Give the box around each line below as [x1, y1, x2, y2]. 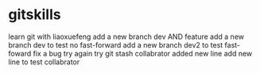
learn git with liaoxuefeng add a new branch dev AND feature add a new [8, 32, 245, 41]
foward [8, 48, 32, 58]
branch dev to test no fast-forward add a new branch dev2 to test [8, 40, 223, 49]
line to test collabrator [8, 57, 80, 67]
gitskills [8, 6, 61, 24]
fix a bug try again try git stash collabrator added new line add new [33, 48, 253, 58]
